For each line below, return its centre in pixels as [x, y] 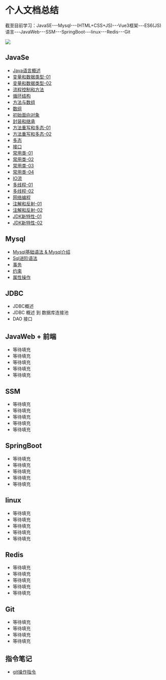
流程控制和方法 [28, 89]
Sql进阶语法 [25, 258]
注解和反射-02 [28, 210]
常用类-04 [23, 172]
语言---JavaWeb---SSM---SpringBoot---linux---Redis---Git [68, 31]
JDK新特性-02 [28, 223]
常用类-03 [23, 165]
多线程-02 [23, 191]
